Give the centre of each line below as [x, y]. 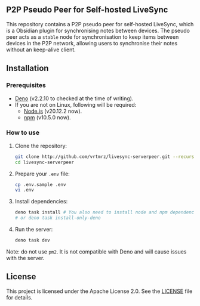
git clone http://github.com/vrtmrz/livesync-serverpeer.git [93, 157]
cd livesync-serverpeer [44, 162]
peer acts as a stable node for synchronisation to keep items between [93, 37]
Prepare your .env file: [42, 174]
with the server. [25, 258]
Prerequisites [26, 85]
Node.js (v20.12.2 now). [53, 111]
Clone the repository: [41, 146]
